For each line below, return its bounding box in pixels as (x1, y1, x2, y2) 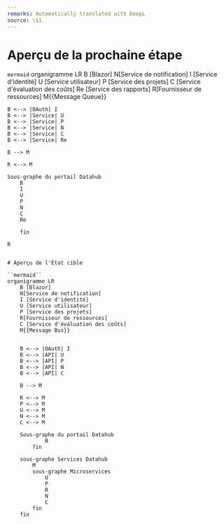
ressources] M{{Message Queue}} (7, 93, 107, 101)
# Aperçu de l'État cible (7, 260, 83, 267)
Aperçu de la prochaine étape (7, 47, 183, 63)
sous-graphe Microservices (32, 468, 111, 476)
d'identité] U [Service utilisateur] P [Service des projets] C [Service (7, 78, 201, 86)
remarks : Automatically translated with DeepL (7, 10, 146, 18)
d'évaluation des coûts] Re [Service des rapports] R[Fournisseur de (7, 85, 202, 93)
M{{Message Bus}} (20, 327, 71, 334)
